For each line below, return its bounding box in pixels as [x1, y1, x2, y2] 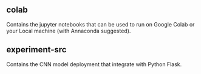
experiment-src [6, 45, 67, 55]
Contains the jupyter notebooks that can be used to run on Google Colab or [6, 20, 195, 28]
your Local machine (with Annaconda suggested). [6, 27, 131, 34]
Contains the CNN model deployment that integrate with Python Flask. [6, 60, 182, 68]
